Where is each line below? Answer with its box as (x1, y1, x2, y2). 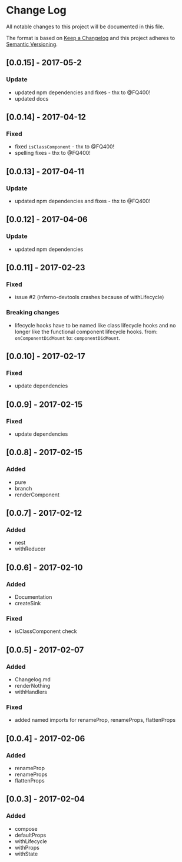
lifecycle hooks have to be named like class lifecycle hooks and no (14, 321, 176, 329)
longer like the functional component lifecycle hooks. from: (14, 328, 158, 335)
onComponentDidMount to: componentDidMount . (14, 334, 121, 342)
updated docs (14, 95, 49, 102)
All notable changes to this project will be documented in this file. (6, 23, 165, 30)
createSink (14, 600, 41, 607)
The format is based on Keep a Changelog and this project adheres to (6, 34, 176, 41)
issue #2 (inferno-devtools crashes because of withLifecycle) (14, 294, 164, 301)
